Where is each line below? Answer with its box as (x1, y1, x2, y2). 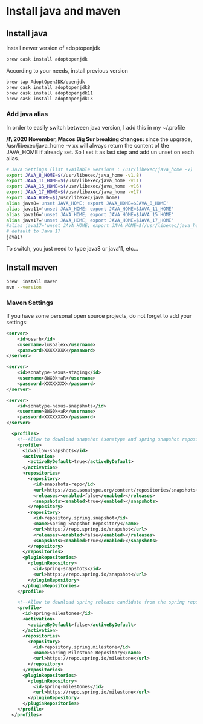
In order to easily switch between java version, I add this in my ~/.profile (6, 123, 185, 131)
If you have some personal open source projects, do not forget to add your (6, 312, 192, 319)
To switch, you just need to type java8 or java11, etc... (6, 245, 139, 252)
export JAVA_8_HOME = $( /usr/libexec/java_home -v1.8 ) (6, 172, 142, 178)
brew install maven (6, 278, 59, 285)
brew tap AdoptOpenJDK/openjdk (6, 79, 85, 85)
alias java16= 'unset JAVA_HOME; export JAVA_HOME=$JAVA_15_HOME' (6, 211, 174, 217)
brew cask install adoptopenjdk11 (6, 90, 94, 96)
